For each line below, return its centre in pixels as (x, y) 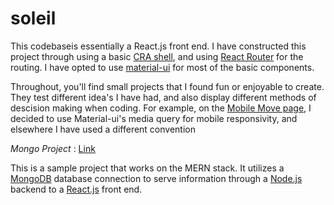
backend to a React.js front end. (76, 189)
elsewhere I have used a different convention (103, 129)
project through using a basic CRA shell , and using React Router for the (157, 56)
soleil (33, 18)
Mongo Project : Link (53, 148)
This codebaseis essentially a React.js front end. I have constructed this (158, 46)
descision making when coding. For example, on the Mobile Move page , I (161, 108)
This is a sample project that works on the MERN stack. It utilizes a (147, 168)
